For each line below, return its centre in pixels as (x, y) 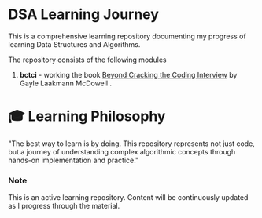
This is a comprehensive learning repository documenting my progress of (127, 36)
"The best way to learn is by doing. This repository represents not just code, (132, 144)
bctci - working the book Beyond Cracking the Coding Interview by (128, 74)
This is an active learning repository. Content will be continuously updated (128, 198)
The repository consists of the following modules (87, 60)
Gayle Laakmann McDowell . (66, 83)
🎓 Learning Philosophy (87, 116)
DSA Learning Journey (84, 15)
